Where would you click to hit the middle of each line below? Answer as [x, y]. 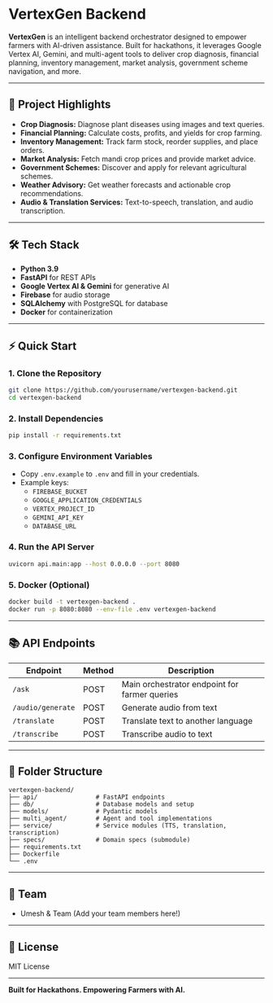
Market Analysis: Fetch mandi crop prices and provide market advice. [138, 159]
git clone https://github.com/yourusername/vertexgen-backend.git [123, 390]
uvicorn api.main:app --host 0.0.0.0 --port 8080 [94, 564]
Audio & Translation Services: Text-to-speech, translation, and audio [136, 202]
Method [98, 670]
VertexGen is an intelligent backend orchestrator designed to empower [128, 37]
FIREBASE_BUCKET [60, 492]
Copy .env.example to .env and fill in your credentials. [110, 474]
